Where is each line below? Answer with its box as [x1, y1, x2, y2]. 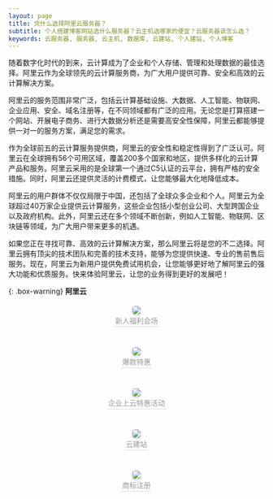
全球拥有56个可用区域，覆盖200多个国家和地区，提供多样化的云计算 [29, 154, 258, 163]
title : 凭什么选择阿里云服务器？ [8, 20, 107, 28]
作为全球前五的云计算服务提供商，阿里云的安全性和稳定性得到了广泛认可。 [8, 143, 258, 153]
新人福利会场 [115, 316, 158, 326]
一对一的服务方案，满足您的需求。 [15, 126, 130, 136]
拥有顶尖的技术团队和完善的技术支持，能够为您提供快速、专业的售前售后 [22, 249, 265, 258]
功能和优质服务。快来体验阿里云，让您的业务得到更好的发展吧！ [15, 269, 229, 279]
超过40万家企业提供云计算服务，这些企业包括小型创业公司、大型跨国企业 [15, 201, 260, 211]
